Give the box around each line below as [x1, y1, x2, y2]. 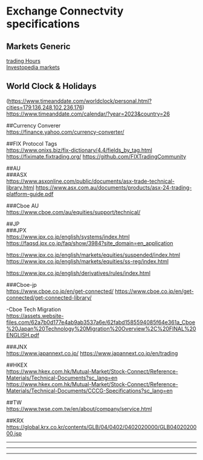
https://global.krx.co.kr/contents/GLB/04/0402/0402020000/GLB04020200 [6, 423, 197, 430]
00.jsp [6, 430, 22, 437]
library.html [6, 183, 34, 191]
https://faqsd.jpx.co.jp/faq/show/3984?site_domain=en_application [6, 239, 173, 246]
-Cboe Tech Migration [6, 306, 62, 313]
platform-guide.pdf [6, 190, 54, 197]
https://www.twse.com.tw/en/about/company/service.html [6, 405, 152, 412]
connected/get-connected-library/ [6, 294, 92, 301]
